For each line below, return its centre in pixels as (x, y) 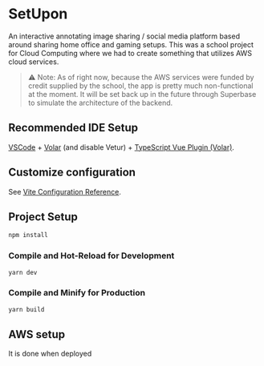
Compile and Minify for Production (77, 293)
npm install (28, 235)
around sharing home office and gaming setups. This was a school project (131, 44)
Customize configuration (72, 173)
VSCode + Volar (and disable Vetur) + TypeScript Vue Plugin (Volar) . (122, 147)
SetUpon (38, 14)
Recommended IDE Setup (73, 128)
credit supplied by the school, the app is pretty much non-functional (141, 86)
